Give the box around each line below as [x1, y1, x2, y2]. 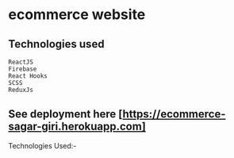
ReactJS [8, 58, 34, 66]
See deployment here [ [8, 107, 123, 121]
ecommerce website [8, 6, 146, 24]
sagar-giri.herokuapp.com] [8, 120, 147, 133]
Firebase [8, 65, 37, 73]
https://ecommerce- [122, 107, 226, 121]
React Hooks [8, 72, 48, 80]
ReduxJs [8, 86, 34, 94]
